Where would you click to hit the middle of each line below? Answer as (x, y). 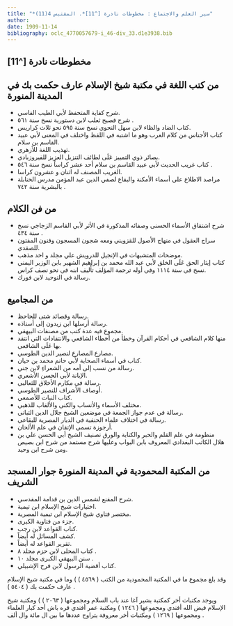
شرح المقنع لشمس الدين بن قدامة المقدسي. (75, 498)
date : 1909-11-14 (32, 26)
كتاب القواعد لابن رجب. (47, 528)
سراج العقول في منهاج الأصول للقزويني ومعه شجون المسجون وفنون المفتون (116, 241)
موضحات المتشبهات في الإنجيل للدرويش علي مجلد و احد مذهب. (100, 255)
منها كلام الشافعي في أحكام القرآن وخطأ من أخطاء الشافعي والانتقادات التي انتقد (121, 338)
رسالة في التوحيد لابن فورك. (54, 277)
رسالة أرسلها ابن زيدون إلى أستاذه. (62, 323)
